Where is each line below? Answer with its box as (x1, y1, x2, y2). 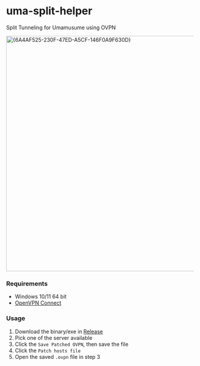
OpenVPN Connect (14, 299, 61, 306)
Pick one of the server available (14, 334, 93, 341)
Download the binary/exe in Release (14, 328, 103, 335)
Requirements (6, 279, 48, 287)
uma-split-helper (6, 4, 93, 18)
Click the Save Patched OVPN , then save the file (14, 340, 129, 348)
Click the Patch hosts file (14, 347, 81, 354)
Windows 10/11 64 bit (14, 293, 67, 300)
